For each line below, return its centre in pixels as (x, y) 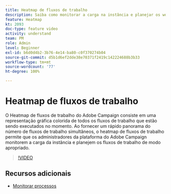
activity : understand (28, 34)
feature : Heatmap (24, 19)
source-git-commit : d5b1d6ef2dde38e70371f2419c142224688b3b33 (73, 57)
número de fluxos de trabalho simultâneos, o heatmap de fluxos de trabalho (85, 131)
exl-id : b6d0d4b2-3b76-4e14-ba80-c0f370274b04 (55, 52)
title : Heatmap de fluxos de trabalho (46, 10)
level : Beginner (22, 48)
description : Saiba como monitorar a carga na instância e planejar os (83, 15)
